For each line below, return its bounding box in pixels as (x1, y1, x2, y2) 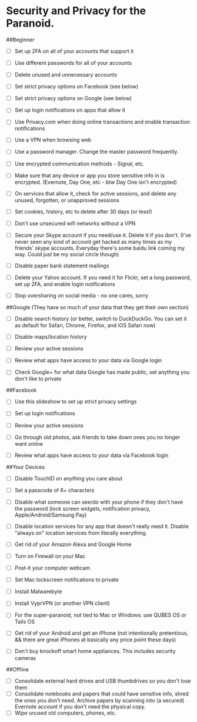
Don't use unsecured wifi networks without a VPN (14, 220, 136, 227)
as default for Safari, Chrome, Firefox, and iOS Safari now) (14, 322, 156, 329)
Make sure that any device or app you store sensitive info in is (14, 172, 165, 179)
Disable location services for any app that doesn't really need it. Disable (14, 522, 189, 529)
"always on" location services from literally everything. (14, 529, 148, 536)
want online (14, 440, 43, 447)
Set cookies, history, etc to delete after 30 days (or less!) (14, 208, 152, 215)
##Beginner (6, 36, 35, 43)
